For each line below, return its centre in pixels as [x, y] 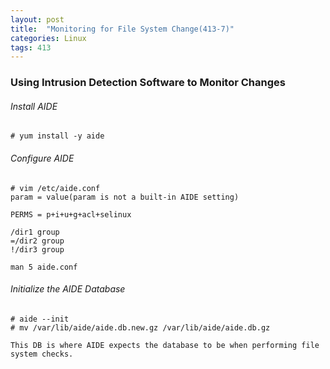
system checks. [42, 354]
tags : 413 [31, 47]
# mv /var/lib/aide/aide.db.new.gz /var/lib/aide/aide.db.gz [140, 327]
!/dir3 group [37, 249]
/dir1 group [35, 232]
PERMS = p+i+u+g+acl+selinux [71, 214]
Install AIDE [34, 106]
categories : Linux [48, 38]
